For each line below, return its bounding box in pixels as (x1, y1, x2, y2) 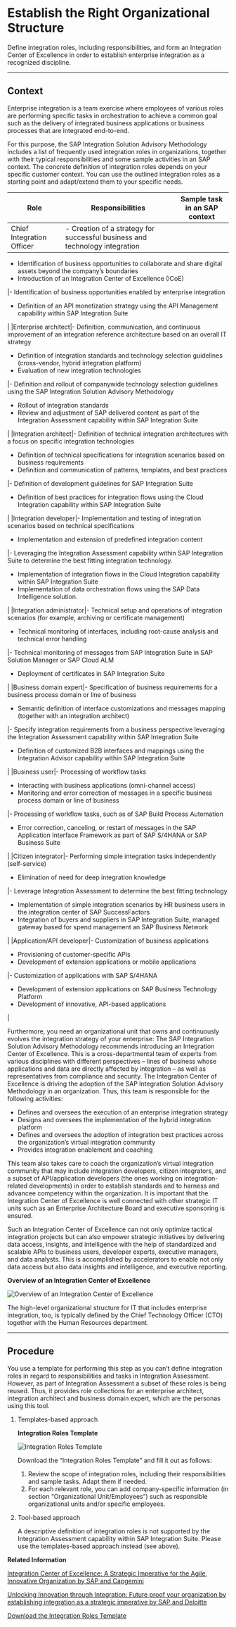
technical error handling (17, 634, 87, 643)
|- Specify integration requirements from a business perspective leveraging (7, 725, 225, 734)
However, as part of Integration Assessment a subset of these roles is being (7, 1378, 227, 1388)
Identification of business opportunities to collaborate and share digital (17, 259, 223, 268)
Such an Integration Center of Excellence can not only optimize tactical (7, 1225, 213, 1233)
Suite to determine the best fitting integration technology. (7, 556, 173, 565)
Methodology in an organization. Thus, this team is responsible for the (7, 1086, 210, 1095)
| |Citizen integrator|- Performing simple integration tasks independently (7, 852, 216, 860)
